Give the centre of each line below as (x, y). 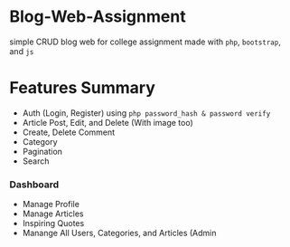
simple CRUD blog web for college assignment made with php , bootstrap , (145, 42)
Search (36, 161)
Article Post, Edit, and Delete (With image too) (108, 122)
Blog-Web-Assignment (98, 17)
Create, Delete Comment (69, 132)
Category (40, 141)
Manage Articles (53, 214)
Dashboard (34, 185)
